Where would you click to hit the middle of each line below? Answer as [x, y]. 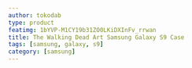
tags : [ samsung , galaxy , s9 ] [56, 45]
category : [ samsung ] [42, 52]
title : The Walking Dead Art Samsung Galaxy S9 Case [96, 37]
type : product [31, 23]
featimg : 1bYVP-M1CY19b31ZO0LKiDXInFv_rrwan [82, 30]
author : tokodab [35, 15]
